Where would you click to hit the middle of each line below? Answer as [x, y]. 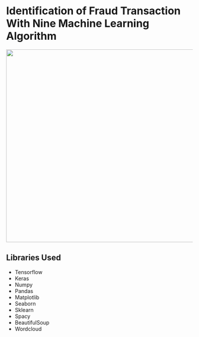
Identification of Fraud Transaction [93, 11]
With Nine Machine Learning [78, 23]
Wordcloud [28, 329]
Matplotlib [27, 297]
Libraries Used [33, 258]
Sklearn [24, 310]
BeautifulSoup [32, 322]
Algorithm [31, 36]
